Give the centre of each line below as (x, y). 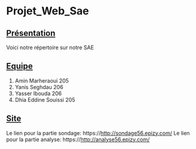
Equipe (19, 66)
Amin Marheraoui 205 (42, 80)
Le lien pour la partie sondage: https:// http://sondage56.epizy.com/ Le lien (98, 133)
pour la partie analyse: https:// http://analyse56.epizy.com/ (78, 139)
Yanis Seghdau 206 (39, 87)
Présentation (31, 33)
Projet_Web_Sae (48, 11)
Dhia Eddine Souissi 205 (45, 99)
